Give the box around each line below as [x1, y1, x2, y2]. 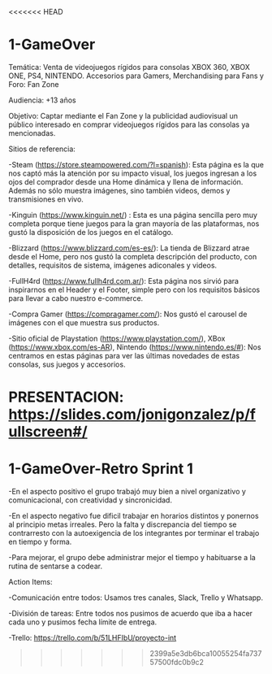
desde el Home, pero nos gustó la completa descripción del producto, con [8, 251, 257, 261]
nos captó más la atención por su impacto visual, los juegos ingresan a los [8, 168, 257, 178]
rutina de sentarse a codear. [8, 561, 103, 572]
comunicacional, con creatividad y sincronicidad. [8, 495, 173, 505]
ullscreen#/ [8, 423, 88, 441]
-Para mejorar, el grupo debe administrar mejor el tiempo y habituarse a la [8, 553, 256, 563]
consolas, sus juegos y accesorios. [8, 359, 126, 369]
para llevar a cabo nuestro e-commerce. [8, 293, 144, 303]
